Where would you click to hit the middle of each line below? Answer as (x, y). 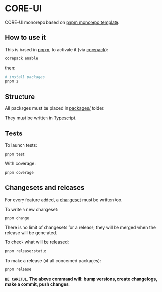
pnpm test (15, 154)
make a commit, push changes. (37, 284)
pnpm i (12, 81)
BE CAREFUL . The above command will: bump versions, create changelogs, (81, 279)
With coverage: (20, 163)
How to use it (25, 38)
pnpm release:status (26, 251)
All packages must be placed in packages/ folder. (55, 108)
